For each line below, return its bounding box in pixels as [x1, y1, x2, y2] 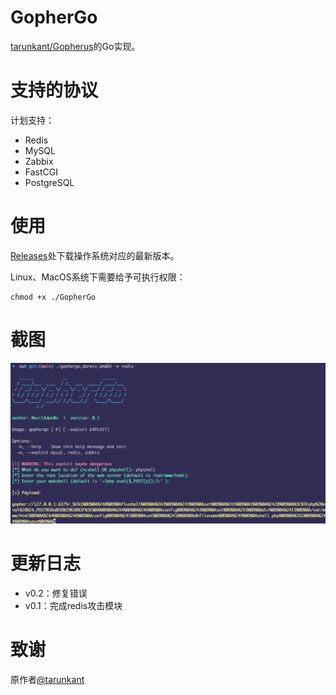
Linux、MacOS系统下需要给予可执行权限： [10, 271, 186, 283]
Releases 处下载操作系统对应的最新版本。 [10, 249, 180, 261]
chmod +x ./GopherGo [10, 292, 97, 302]
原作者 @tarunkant [10, 674, 85, 686]
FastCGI [24, 166, 58, 178]
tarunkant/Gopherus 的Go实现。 [10, 40, 141, 52]
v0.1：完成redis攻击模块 [24, 600, 123, 612]
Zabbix [24, 155, 54, 167]
